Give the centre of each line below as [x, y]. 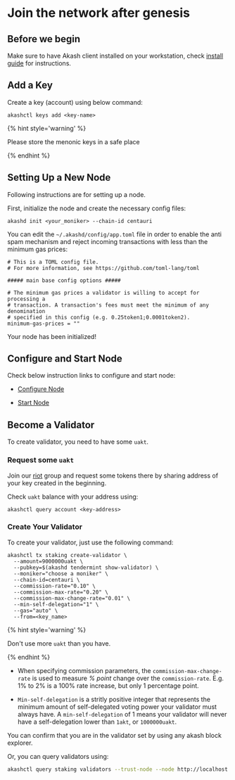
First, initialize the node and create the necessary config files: [97, 208]
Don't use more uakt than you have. [59, 643]
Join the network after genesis [99, 13]
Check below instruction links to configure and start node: [91, 376]
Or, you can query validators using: [58, 756]
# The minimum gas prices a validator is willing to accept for [103, 293]
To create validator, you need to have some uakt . [78, 442]
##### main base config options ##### [64, 280]
